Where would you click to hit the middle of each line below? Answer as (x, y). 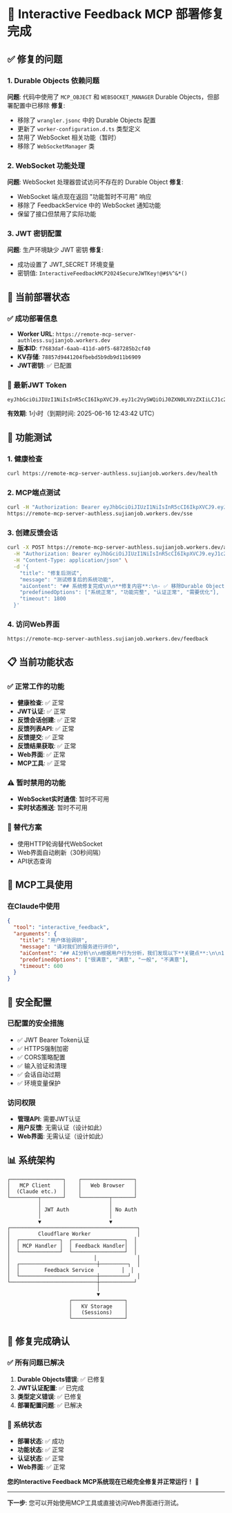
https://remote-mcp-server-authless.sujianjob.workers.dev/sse (100, 514)
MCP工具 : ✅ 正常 (42, 763)
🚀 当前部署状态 (39, 297)
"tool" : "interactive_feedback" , (61, 927)
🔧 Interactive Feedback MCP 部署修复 (116, 14)
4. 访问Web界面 (33, 625)
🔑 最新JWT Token (37, 386)
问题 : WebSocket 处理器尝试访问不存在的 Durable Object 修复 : (96, 182)
